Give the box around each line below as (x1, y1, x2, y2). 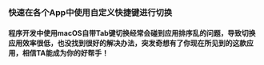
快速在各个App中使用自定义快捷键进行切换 (8, 6, 173, 17)
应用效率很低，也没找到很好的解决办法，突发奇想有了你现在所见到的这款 (8, 38, 246, 48)
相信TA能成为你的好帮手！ (22, 48, 110, 57)
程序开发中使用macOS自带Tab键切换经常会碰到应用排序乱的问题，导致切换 (8, 28, 256, 37)
